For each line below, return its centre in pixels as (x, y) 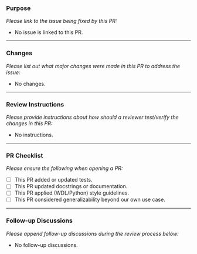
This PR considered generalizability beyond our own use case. (90, 200)
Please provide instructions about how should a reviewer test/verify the (92, 117)
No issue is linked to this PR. (49, 32)
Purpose (18, 8)
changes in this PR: (29, 123)
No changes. (30, 83)
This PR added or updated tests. (53, 180)
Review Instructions (35, 104)
